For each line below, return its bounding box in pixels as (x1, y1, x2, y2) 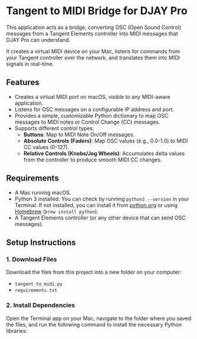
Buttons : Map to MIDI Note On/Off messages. (23, 131, 134, 138)
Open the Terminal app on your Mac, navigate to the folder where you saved (6, 315, 192, 322)
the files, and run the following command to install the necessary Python (6, 321, 182, 328)
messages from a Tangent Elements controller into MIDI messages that (6, 30, 178, 37)
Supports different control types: (14, 124, 94, 131)
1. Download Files (6, 255, 57, 263)
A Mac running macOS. (14, 189, 71, 196)
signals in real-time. (6, 60, 54, 67)
